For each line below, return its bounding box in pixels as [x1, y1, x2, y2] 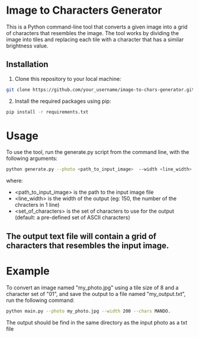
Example [6, 264, 50, 278]
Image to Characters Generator [6, 4, 162, 17]
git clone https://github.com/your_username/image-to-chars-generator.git [6, 87, 195, 93]
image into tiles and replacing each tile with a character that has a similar [6, 36, 184, 43]
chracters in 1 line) [14, 201, 60, 209]
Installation [6, 59, 49, 70]
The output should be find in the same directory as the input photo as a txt [6, 319, 188, 326]
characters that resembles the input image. [6, 240, 169, 250]
